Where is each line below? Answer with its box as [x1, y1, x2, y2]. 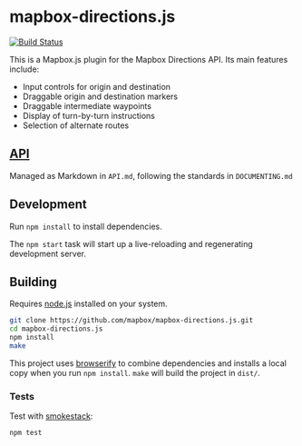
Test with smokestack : [9, 411, 93, 421]
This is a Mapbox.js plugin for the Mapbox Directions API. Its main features [9, 54, 288, 64]
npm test [9, 429, 43, 438]
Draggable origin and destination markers [22, 91, 179, 102]
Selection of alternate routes [22, 120, 130, 131]
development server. [9, 248, 87, 259]
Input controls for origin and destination [22, 81, 170, 92]
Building [9, 274, 57, 290]
